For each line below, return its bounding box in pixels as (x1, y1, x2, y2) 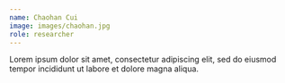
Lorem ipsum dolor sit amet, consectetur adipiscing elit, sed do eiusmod (9, 54, 277, 65)
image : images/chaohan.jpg (9, 21, 111, 30)
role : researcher (9, 29, 75, 38)
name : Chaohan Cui (9, 12, 78, 22)
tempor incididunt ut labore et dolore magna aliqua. (9, 63, 200, 74)
